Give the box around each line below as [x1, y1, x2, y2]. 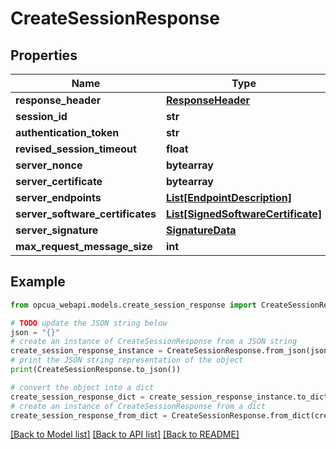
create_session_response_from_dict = [10, 410, 168, 421]
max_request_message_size [15, 240, 153, 253]
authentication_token [15, 126, 120, 139]
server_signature [15, 223, 99, 237]
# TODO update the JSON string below [10, 318, 168, 328]
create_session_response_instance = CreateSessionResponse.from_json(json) [10, 346, 333, 356]
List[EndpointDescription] [165, 191, 292, 204]
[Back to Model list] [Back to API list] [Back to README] [10, 428, 240, 441]
